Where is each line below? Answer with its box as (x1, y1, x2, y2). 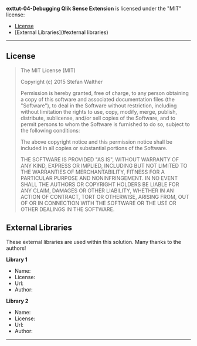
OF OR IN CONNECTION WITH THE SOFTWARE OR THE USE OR (20, 199, 176, 206)
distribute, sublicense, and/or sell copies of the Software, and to (20, 114, 176, 121)
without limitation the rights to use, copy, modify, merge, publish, (20, 108, 178, 115)
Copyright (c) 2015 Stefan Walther (20, 78, 103, 85)
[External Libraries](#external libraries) (14, 29, 108, 36)
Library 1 (6, 256, 28, 263)
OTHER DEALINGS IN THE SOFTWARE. (20, 205, 115, 213)
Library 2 (6, 297, 29, 304)
